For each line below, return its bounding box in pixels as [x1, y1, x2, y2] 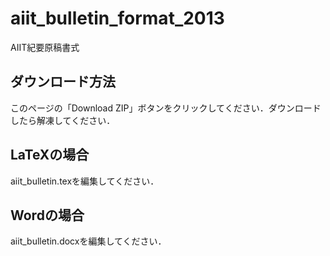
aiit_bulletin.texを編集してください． [10, 175, 160, 187]
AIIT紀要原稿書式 [10, 41, 80, 53]
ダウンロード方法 [10, 73, 116, 91]
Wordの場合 [10, 207, 85, 224]
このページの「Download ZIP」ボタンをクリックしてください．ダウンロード [10, 102, 322, 114]
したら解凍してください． [10, 114, 116, 126]
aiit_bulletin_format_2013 [10, 7, 225, 30]
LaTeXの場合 [10, 147, 90, 164]
